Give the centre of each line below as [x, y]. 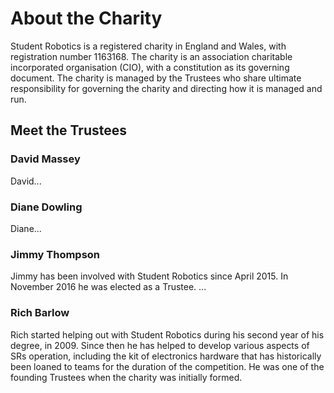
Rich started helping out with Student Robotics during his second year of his [167, 334]
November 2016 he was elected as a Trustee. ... [108, 287]
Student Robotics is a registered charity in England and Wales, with [148, 46]
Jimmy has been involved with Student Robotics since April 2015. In [149, 276]
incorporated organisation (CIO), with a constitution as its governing [150, 67]
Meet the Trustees [69, 130]
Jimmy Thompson [55, 254]
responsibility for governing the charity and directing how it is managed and [166, 88]
